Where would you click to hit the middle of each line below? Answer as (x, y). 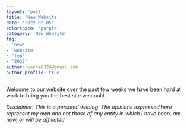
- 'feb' (16, 56)
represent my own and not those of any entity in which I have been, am (93, 114)
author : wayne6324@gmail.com (42, 67)
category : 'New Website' (37, 34)
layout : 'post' (25, 12)
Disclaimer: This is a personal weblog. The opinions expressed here (89, 107)
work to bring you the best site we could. (56, 96)
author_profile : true (33, 73)
